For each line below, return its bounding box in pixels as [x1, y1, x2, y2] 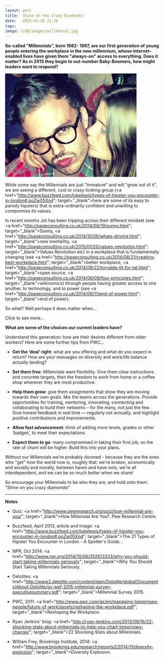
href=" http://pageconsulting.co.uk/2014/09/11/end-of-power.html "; [5, 291, 141, 297]
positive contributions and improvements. [12, 415, 97, 421]
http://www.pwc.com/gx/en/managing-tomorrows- [55, 598, 159, 605]
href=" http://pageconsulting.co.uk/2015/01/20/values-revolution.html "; [5, 244, 149, 250]
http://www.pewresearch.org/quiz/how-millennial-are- [43, 508, 154, 514]
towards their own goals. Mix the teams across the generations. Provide [12, 394, 158, 400]
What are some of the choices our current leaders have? [5, 325, 123, 331]
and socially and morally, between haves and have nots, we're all [5, 465, 137, 471]
